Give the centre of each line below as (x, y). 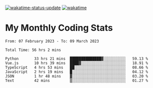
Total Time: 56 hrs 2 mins (33, 50)
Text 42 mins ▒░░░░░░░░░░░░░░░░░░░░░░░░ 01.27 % (77, 80)
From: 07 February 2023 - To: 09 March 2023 (52, 41)
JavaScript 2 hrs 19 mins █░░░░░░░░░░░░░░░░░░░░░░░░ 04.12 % (77, 72)
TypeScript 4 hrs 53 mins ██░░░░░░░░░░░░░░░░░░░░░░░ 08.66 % (77, 67)
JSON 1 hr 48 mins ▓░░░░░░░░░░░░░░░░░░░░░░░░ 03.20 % (77, 76)
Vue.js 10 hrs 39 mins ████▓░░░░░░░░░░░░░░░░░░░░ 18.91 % (77, 63)
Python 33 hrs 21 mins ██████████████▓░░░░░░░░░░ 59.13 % (77, 58)
